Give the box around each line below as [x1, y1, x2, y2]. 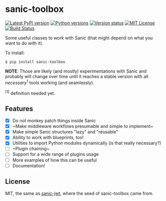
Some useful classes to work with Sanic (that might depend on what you [5, 35, 153, 41]
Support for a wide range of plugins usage [12, 151, 99, 157]
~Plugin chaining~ [12, 146, 50, 152]
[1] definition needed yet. [5, 89, 55, 96]
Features [5, 104, 33, 113]
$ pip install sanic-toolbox [5, 59, 65, 64]
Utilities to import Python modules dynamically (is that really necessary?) [12, 140, 162, 146]
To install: [5, 50, 25, 56]
